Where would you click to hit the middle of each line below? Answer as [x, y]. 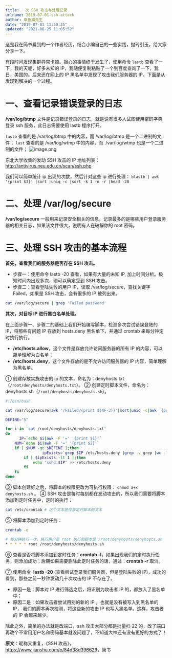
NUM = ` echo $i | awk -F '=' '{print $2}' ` [57, 443]
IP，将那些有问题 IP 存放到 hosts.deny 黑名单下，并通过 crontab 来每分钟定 [84, 331]
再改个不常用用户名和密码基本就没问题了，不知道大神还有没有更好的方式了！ [86, 632]
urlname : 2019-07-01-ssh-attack [40, 15]
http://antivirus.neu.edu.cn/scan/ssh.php [48, 166]
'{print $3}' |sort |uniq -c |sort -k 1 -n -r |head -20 [67, 182]
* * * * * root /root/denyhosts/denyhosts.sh [55, 544]
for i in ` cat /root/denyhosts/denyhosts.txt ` [56, 429]
